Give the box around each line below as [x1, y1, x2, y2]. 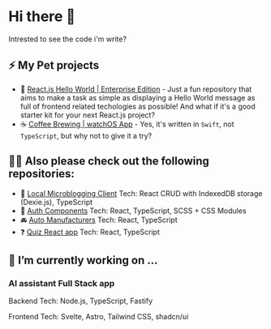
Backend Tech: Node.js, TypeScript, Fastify [8, 296, 153, 306]
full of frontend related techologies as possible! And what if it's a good [19, 101, 256, 111]
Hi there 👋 [8, 7, 75, 26]
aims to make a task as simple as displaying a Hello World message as [19, 92, 256, 102]
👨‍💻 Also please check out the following [8, 154, 209, 169]
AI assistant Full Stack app [8, 277, 115, 288]
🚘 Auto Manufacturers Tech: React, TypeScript [19, 215, 178, 224]
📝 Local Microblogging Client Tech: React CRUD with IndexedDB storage [19, 188, 263, 198]
